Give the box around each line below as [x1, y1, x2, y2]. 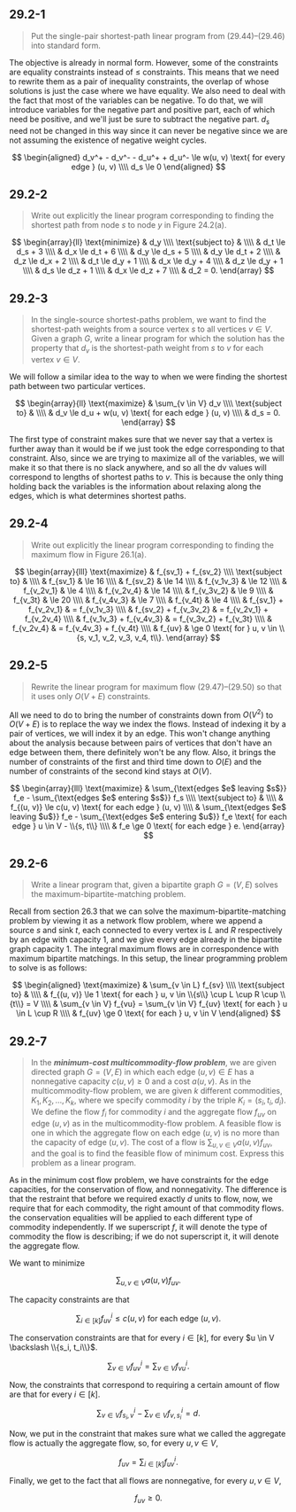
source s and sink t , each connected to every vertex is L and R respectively [9, 925, 283, 936]
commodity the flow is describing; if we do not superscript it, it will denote [9, 1231, 279, 1242]
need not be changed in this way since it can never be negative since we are [9, 125, 288, 136]
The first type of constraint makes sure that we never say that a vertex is [9, 434, 274, 445]
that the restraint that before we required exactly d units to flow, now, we [9, 1194, 273, 1204]
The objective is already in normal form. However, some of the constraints [9, 57, 278, 67]
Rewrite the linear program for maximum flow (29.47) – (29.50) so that [30, 682, 283, 692]
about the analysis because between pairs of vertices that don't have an [9, 737, 272, 748]
